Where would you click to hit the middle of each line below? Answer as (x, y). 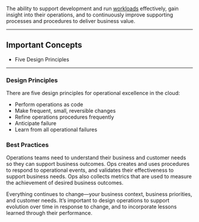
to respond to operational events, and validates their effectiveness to (90, 170)
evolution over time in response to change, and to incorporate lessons (92, 207)
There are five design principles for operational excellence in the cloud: (93, 93)
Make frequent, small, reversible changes (65, 111)
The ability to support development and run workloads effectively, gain (92, 9)
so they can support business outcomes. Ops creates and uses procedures (98, 164)
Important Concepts (44, 45)
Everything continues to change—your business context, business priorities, (99, 194)
